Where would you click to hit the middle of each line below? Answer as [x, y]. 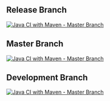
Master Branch [35, 44]
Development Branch [47, 78]
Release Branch [36, 10]
